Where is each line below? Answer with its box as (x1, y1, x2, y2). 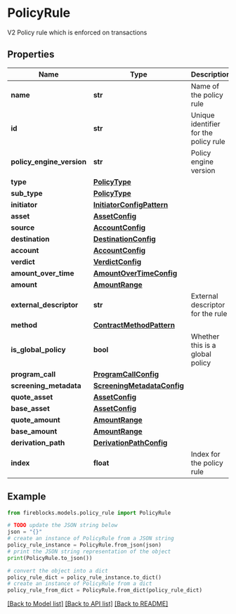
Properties (7, 48, 55, 60)
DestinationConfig (93, 234, 156, 244)
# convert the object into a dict (7, 567, 109, 574)
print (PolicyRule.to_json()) (7, 554, 93, 561)
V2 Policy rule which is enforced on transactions (7, 28, 147, 37)
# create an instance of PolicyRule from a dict (7, 580, 152, 587)
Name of (190, 81, 220, 91)
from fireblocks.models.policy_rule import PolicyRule (7, 509, 171, 516)
